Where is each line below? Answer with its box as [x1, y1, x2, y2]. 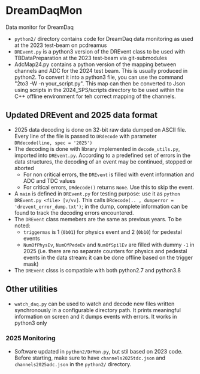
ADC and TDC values [23, 177, 76, 184]
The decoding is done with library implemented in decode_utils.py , [14, 145, 180, 152]
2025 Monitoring [5, 334, 56, 343]
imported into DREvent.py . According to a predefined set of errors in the [14, 152, 191, 159]
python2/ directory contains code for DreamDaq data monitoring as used [14, 35, 194, 42]
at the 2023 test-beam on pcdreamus [14, 41, 107, 49]
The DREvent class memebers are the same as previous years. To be [14, 215, 182, 222]
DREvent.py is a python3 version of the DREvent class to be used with [14, 48, 185, 55]
